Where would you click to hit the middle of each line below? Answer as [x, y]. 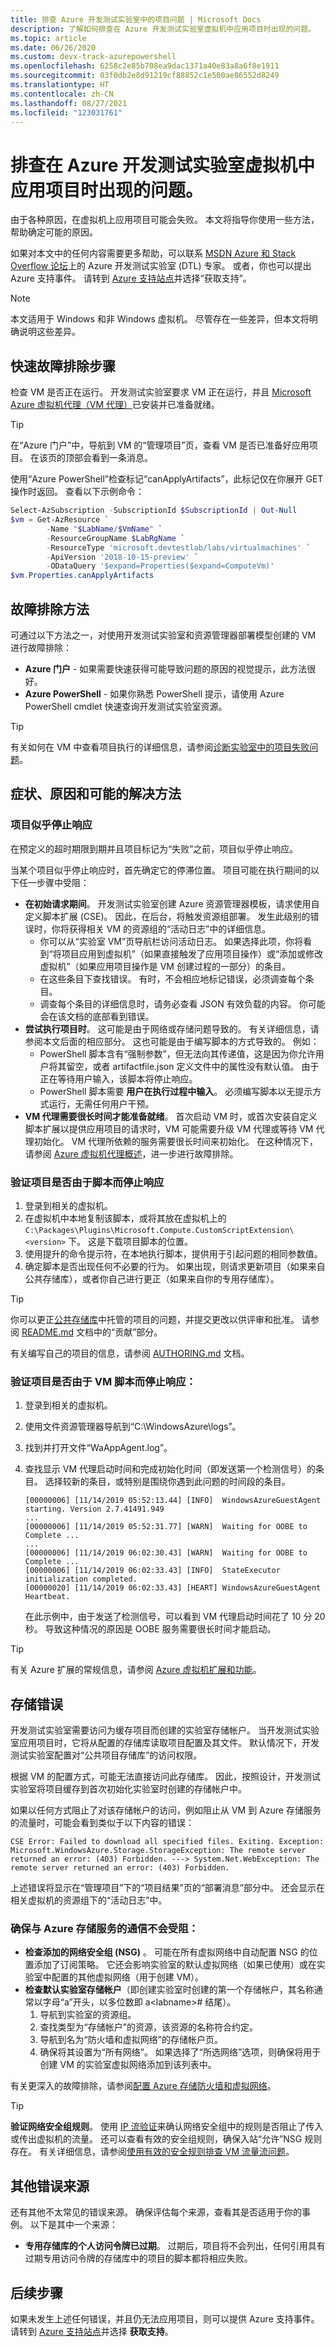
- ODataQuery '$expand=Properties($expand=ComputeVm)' [160, 566]
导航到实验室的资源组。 [88, 2015]
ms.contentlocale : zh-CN [62, 94]
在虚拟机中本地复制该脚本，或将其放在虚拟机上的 [125, 1218]
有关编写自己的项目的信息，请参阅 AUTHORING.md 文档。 [130, 1353]
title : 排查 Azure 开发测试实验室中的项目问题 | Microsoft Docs [136, 19]
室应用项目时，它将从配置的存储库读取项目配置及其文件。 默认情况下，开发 [165, 1743]
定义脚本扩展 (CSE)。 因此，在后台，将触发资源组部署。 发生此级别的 [167, 916]
